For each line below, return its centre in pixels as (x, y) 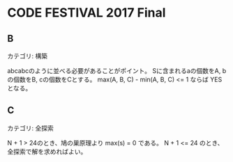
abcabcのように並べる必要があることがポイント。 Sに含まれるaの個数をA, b (117, 71)
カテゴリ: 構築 (27, 56)
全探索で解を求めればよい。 (47, 152)
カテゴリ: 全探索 (30, 128)
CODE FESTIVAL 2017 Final (87, 13)
